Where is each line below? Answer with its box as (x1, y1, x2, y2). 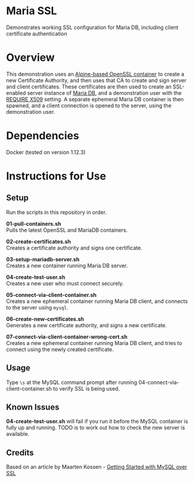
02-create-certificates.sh (6, 238, 71, 245)
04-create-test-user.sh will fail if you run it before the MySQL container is (6, 418, 188, 425)
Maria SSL (6, 4, 57, 18)
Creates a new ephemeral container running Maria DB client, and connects (6, 298, 188, 305)
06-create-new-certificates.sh (6, 315, 85, 323)
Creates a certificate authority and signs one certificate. (6, 244, 143, 251)
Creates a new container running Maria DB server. (6, 262, 128, 269)
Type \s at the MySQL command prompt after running (6, 378, 138, 386)
